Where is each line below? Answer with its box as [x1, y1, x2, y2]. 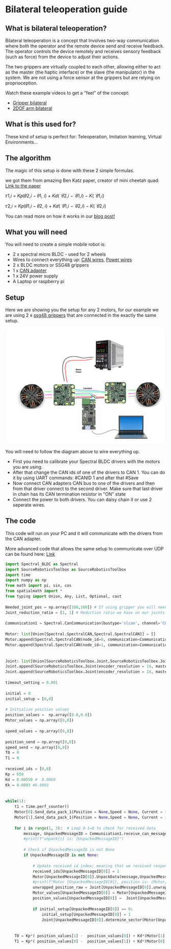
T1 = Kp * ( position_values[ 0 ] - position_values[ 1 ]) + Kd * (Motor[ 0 [14, 939, 163, 944]
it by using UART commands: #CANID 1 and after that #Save [12, 475, 139, 481]
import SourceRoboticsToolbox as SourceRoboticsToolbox [5, 567, 126, 572]
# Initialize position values [5, 707, 70, 712]
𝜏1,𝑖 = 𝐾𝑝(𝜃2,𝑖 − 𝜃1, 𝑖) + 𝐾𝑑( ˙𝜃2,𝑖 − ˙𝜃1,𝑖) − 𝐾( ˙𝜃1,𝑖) [5, 193, 104, 199]
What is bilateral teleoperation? [5, 24, 107, 33]
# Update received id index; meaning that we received [32, 863, 152, 868]
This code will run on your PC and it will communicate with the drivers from [5, 530, 163, 536]
